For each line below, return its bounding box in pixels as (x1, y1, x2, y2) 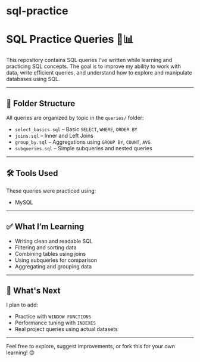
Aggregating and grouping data (14, 262, 92, 270)
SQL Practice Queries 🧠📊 (6, 33, 134, 46)
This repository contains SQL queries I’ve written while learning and (6, 57, 173, 64)
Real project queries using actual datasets (14, 326, 118, 333)
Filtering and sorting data (14, 243, 77, 251)
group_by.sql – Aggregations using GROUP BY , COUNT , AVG (14, 138, 151, 146)
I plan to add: (6, 301, 39, 308)
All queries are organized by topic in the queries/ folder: (6, 114, 144, 121)
